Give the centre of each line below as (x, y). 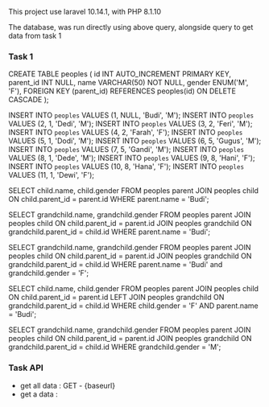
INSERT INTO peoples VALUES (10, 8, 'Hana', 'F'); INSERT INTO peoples (126, 166)
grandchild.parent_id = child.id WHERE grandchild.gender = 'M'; (115, 347)
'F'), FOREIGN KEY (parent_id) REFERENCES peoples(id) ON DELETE (122, 91)
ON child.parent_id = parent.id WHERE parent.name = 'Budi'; (109, 199)
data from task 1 (35, 36)
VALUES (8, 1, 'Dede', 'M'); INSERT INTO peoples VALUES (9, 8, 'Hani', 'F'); (132, 158)
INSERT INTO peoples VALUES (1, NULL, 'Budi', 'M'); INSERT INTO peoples (131, 115)
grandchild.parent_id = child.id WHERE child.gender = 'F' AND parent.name (134, 306)
